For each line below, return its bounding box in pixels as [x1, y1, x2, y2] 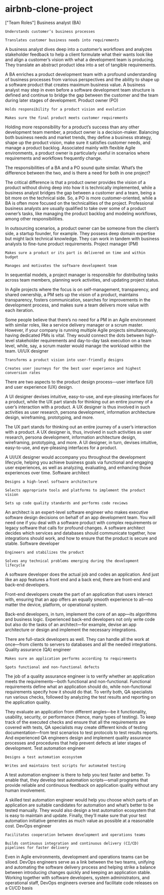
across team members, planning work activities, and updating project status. [5, 277, 160, 283]
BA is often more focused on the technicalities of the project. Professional [5, 200, 154, 206]
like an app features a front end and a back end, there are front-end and [5, 576, 150, 582]
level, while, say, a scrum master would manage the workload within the [5, 343, 150, 349]
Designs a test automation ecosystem [5, 754, 82, 759]
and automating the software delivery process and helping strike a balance [5, 864, 156, 870]
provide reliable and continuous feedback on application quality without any [5, 782, 158, 788]
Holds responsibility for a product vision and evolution [5, 107, 126, 112]
